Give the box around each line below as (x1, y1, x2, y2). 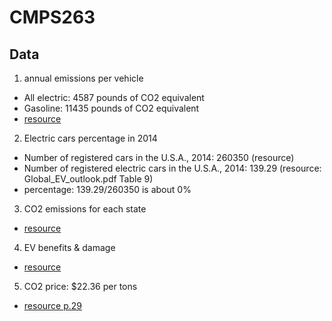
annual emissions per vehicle (23, 72, 144, 84)
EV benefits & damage (23, 242, 116, 253)
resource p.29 (23, 300, 83, 311)
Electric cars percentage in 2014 (23, 132, 158, 144)
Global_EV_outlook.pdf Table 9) (23, 173, 154, 185)
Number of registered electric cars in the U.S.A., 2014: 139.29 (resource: (23, 162, 322, 174)
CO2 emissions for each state (23, 203, 147, 215)
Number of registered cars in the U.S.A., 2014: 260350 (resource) (23, 152, 295, 163)
